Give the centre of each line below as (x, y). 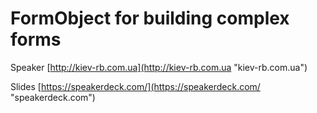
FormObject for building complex (150, 18)
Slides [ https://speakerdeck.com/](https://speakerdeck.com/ (135, 86)
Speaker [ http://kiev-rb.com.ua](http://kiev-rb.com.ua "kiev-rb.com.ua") (159, 67)
